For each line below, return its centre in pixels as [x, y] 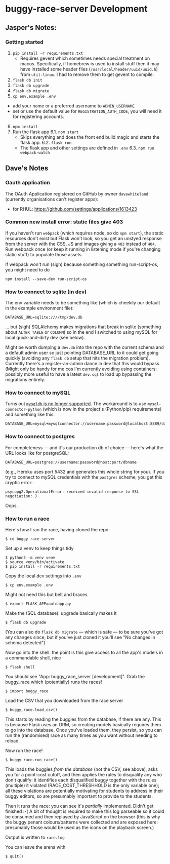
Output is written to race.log [35, 837]
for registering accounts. [38, 116]
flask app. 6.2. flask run [46, 142]
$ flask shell [20, 667]
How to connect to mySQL [38, 393]
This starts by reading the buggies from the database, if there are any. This [83, 719]
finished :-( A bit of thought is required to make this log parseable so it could [85, 811]
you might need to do [28, 269]
